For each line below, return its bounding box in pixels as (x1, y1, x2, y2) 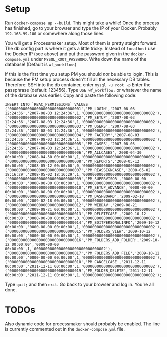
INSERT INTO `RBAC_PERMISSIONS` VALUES (5, 102, 88, 107)
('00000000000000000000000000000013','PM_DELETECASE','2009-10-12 (5, 211, 146, 216)
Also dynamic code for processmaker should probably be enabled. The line (5, 321, 160, 327)
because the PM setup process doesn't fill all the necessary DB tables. (5, 76, 151, 82)
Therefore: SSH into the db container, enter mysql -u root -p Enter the (5, 81, 151, 88)
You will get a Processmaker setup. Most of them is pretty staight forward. (5, 40, 158, 46)
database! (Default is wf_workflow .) (5, 61, 77, 67)
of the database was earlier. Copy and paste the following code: (5, 92, 137, 98)
